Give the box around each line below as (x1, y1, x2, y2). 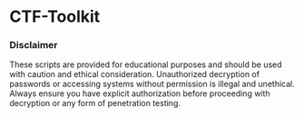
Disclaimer (9, 39, 58, 52)
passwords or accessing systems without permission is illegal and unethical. (9, 79, 295, 90)
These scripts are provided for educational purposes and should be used (9, 59, 283, 70)
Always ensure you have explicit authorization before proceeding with (9, 88, 270, 99)
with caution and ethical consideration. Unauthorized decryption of (9, 69, 260, 80)
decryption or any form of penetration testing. (9, 98, 181, 109)
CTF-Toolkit (9, 6, 101, 27)
